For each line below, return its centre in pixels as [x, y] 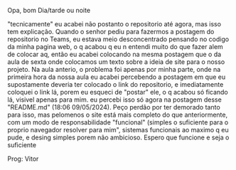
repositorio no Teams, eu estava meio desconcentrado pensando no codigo [118, 39]
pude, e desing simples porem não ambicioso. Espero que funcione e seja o [118, 137]
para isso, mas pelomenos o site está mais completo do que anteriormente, [118, 115]
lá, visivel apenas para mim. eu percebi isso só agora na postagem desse [114, 100]
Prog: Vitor [23, 159]
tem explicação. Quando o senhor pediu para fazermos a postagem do [111, 32]
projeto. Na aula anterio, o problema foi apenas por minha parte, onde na [114, 69]
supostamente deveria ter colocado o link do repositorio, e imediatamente [116, 84]
